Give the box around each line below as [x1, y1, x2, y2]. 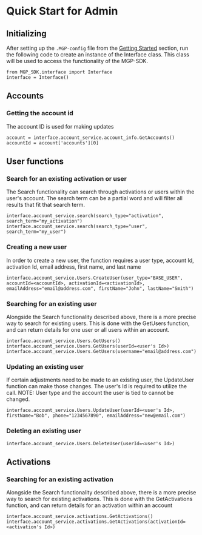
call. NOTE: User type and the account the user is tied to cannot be [6, 389, 174, 397]
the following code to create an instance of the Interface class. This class [6, 51, 189, 58]
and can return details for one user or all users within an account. [6, 326, 170, 333]
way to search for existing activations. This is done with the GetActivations [6, 496, 193, 503]
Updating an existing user [6, 362, 84, 371]
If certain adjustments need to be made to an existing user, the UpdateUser [6, 376, 194, 383]
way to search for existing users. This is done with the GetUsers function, [6, 320, 190, 327]
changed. [6, 395, 30, 403]
